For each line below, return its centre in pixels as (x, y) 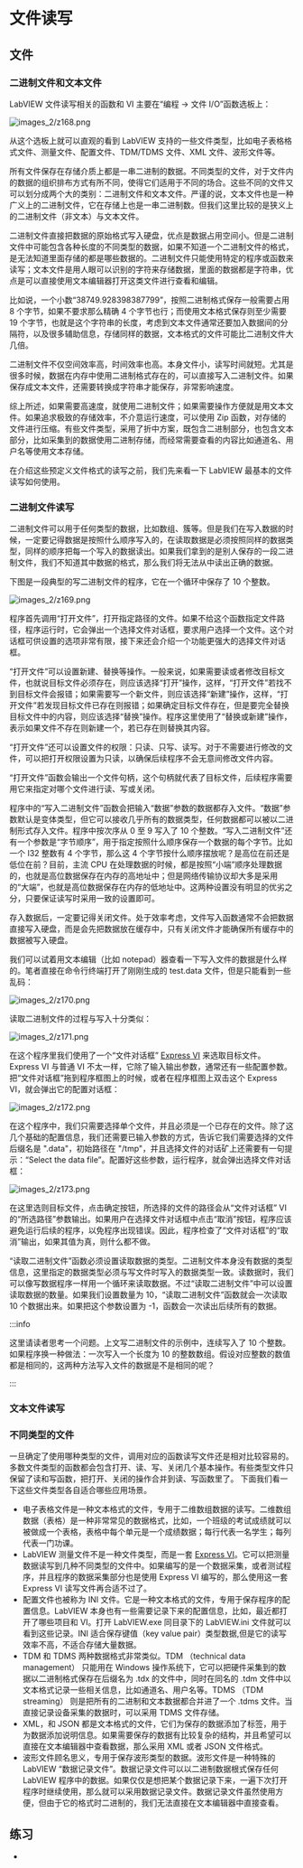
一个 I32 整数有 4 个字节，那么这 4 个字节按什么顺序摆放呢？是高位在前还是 (150, 854)
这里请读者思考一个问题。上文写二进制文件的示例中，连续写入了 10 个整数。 (150, 1343)
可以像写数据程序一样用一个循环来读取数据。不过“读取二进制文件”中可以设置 (151, 1284)
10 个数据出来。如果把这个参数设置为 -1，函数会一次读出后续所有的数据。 (146, 1306)
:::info (20, 1324)
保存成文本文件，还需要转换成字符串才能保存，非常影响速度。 (124, 387)
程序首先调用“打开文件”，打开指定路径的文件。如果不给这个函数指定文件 (143, 619)
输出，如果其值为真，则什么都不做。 (88, 1242)
